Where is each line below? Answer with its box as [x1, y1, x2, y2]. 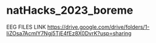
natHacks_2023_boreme [6, 4, 134, 17]
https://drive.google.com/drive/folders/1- [47, 23, 150, 30]
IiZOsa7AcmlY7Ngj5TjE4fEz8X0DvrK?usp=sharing [6, 29, 132, 36]
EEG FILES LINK [6, 23, 47, 30]
